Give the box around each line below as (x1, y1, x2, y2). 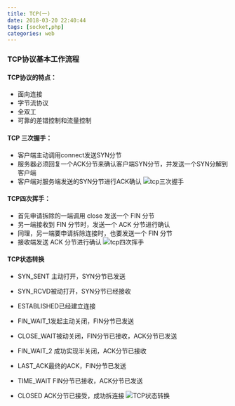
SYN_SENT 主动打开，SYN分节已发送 (17, 272, 126, 280)
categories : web (7, 30, 55, 37)
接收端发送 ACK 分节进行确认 (17, 237, 102, 246)
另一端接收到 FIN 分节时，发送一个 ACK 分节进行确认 (17, 220, 170, 228)
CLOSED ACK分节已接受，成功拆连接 (17, 391, 125, 400)
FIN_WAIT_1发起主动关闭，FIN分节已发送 (17, 317, 135, 325)
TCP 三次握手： (7, 133, 53, 142)
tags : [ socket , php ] (7, 23, 65, 30)
